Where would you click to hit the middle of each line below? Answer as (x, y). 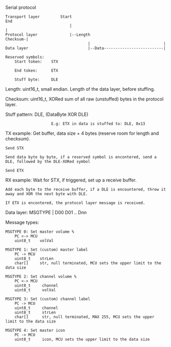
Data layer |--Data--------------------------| (86, 48)
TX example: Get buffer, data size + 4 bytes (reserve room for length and (82, 133)
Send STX (15, 148)
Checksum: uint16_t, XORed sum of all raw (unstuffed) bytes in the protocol (84, 99)
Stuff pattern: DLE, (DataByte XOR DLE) (47, 114)
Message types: (22, 222)
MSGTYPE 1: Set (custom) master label (47, 250)
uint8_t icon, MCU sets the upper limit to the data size (82, 339)
